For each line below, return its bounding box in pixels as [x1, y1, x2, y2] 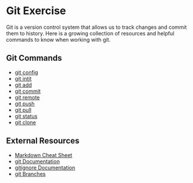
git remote [14, 94, 40, 101]
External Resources [6, 136, 80, 146]
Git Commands [6, 53, 63, 63]
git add [14, 81, 32, 88]
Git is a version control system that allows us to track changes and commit [6, 24, 187, 31]
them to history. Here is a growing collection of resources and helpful [6, 29, 175, 36]
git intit [14, 75, 32, 82]
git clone [14, 119, 37, 126]
